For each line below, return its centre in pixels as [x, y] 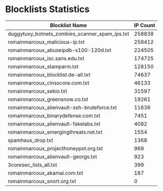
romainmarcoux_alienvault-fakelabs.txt [54, 123]
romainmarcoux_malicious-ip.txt [46, 42]
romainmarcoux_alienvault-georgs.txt [52, 156]
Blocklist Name [68, 25]
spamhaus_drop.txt [30, 140]
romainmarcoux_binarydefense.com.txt [54, 115]
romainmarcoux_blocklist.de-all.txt [49, 75]
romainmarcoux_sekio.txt [37, 91]
